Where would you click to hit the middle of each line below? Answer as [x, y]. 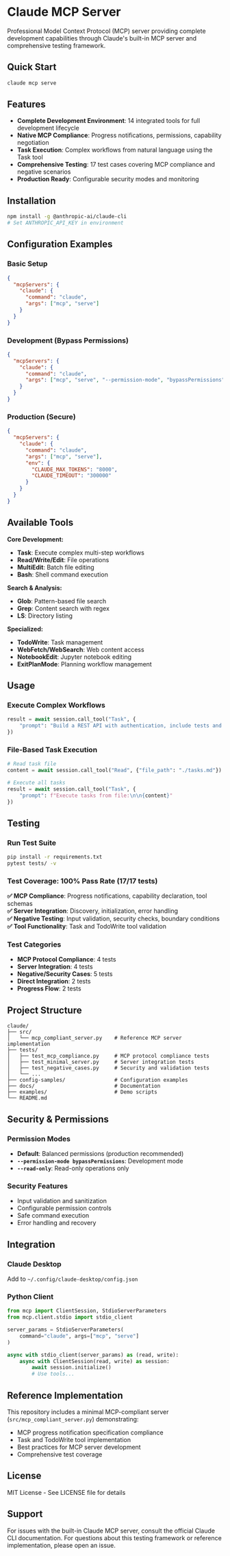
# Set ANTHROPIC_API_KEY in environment [66, 223]
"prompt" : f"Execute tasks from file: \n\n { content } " [96, 796]
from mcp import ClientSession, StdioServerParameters [87, 1311]
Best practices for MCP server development [79, 1447]
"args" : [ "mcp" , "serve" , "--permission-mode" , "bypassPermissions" [125, 380]
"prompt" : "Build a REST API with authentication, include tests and [121, 726]
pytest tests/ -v [32, 863]
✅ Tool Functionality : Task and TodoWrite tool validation [87, 927]
